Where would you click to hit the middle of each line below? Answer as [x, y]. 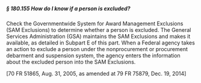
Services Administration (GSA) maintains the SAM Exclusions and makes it [98, 36]
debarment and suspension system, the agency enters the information [93, 55]
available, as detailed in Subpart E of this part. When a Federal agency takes [101, 43]
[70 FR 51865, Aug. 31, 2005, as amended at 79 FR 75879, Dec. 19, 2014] [96, 73]
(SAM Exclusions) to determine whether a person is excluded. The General [99, 29]
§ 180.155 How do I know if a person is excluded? [68, 8]
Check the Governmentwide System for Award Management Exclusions [95, 23]
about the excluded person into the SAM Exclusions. [71, 62]
